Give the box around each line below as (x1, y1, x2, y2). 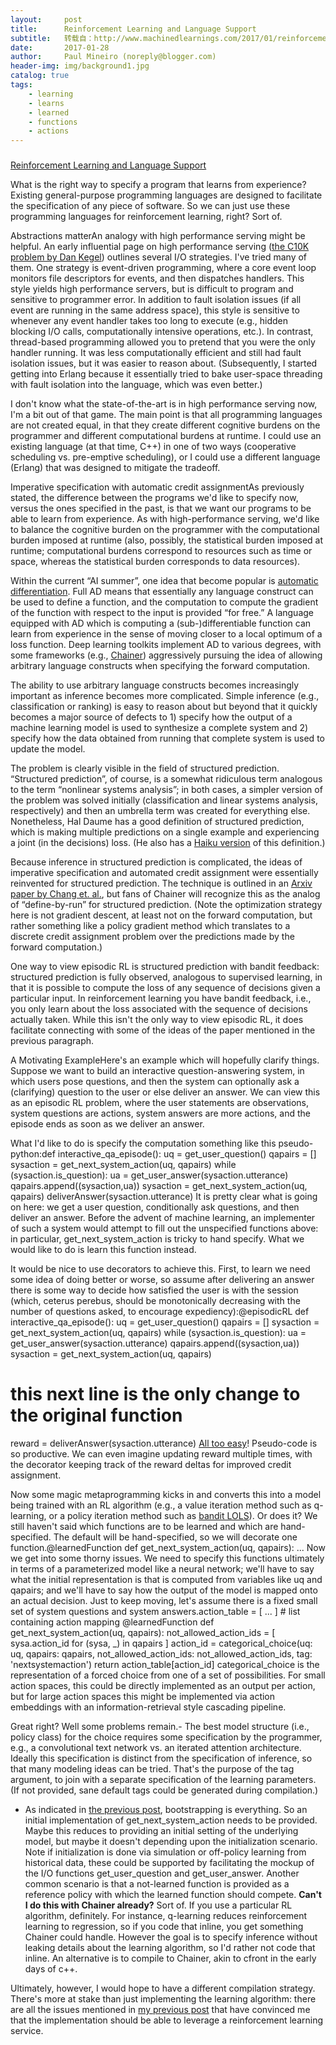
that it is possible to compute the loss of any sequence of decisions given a (10, 982, 321, 994)
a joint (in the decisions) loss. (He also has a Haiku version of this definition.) (10, 837, 326, 849)
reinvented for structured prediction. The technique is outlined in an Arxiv (10, 877, 313, 890)
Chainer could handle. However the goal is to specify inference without (24, 1931, 318, 1943)
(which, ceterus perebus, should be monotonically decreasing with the (10, 1295, 301, 1307)
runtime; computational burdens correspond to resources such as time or (10, 545, 313, 557)
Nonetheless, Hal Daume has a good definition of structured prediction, (10, 816, 305, 828)
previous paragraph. (10, 1035, 95, 1047)
